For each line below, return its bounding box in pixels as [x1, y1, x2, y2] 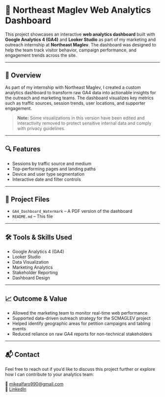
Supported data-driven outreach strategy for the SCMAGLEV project [12, 316, 151, 321]
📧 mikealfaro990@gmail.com [5, 381, 64, 387]
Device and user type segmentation [12, 171, 85, 177]
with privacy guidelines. [17, 125, 65, 131]
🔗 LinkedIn [5, 386, 27, 392]
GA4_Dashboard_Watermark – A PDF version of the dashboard [12, 208, 133, 214]
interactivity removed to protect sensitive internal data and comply [17, 120, 152, 126]
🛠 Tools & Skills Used [5, 233, 72, 241]
